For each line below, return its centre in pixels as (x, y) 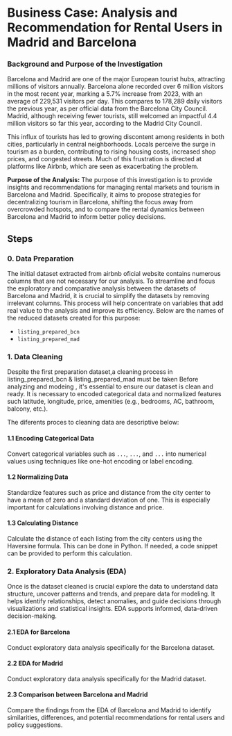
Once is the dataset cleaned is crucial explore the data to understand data (113, 587)
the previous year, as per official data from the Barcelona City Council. (107, 108)
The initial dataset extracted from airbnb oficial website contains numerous (114, 274)
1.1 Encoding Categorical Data (51, 439)
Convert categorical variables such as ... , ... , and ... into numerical (107, 454)
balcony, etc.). (28, 409)
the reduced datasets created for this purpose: (74, 318)
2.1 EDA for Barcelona (39, 632)
